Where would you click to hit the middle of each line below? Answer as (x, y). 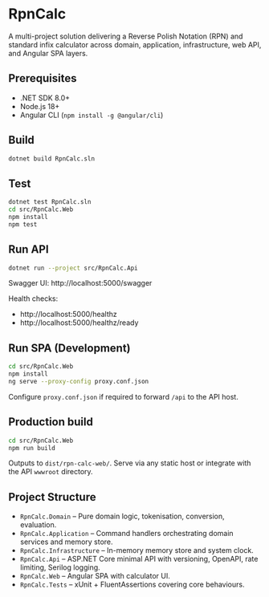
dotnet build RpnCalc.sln (51, 158)
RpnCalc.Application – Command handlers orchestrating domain (127, 534)
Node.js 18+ (40, 106)
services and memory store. (67, 542)
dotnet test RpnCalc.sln (50, 202)
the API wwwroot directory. (51, 472)
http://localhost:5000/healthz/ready (79, 323)
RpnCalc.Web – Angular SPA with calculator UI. (95, 576)
